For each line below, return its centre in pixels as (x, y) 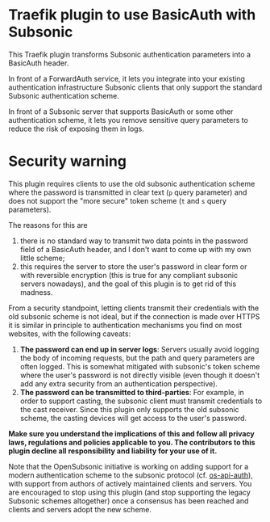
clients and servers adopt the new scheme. (80, 509)
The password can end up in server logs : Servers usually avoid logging (139, 349)
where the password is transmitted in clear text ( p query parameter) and (128, 192)
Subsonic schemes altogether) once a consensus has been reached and (129, 501)
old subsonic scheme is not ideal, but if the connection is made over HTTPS (134, 316)
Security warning (68, 161)
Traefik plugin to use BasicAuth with (132, 15)
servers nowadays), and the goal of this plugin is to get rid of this (128, 284)
